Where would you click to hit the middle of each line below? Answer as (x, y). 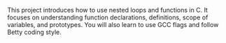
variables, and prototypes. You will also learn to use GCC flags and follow (113, 25)
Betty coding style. (34, 32)
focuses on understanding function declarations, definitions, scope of (108, 17)
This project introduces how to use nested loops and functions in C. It (108, 10)
